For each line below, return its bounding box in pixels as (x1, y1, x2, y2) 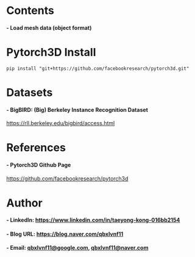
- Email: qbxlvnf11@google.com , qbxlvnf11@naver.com (6, 244, 149, 252)
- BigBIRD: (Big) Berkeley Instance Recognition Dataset (6, 106, 148, 113)
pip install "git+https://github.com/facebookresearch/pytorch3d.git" (6, 65, 190, 72)
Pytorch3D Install (6, 45, 96, 59)
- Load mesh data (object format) (6, 24, 92, 31)
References (6, 141, 66, 155)
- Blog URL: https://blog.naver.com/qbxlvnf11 (6, 230, 124, 238)
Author (6, 196, 43, 210)
